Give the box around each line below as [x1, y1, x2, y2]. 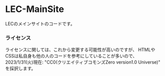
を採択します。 [5, 65, 36, 71]
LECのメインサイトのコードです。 [5, 20, 75, 26]
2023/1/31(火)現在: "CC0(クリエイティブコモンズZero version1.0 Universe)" [5, 59, 160, 65]
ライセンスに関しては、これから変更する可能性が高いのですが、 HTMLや [5, 46, 155, 53]
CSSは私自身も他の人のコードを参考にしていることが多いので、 [5, 53, 137, 59]
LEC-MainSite [5, 3, 64, 15]
